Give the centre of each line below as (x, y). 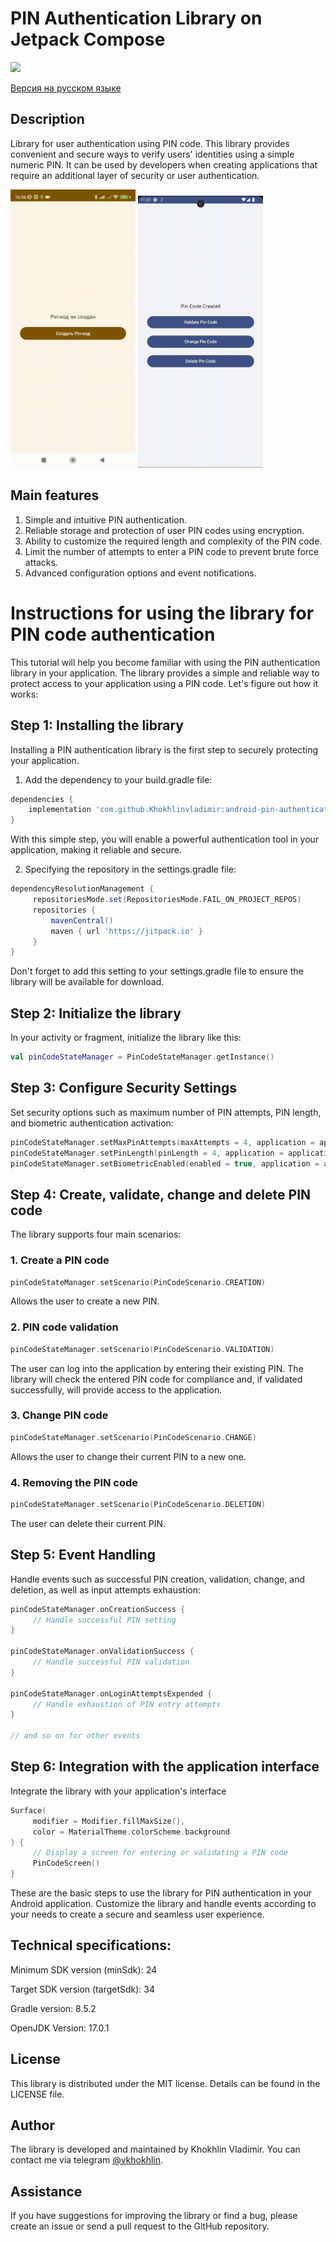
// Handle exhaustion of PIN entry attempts (127, 1704)
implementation (60, 810)
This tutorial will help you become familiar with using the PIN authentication (165, 662)
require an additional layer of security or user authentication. (135, 175)
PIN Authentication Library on (136, 18)
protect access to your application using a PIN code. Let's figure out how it (164, 683)
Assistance (46, 2191)
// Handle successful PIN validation (111, 1662)
